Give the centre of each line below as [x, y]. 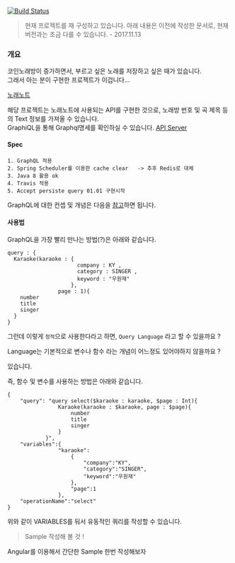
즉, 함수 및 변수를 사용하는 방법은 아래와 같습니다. [75, 381]
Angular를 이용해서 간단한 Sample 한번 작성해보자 [77, 551]
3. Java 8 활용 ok [33, 176]
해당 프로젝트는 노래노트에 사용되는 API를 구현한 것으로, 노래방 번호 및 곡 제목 [114, 110]
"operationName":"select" [58, 501]
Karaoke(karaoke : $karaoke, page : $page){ [125, 407]
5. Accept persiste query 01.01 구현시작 [66, 191]
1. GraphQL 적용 [30, 161]
